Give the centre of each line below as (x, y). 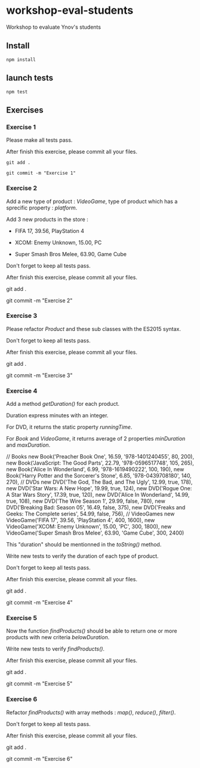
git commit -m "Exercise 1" (41, 173)
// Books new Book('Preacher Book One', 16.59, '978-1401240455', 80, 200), (100, 457)
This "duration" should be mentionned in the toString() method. (84, 545)
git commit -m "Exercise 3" (39, 375)
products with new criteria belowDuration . (58, 638)
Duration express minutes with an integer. (57, 415)
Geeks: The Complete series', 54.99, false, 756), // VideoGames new (90, 514)
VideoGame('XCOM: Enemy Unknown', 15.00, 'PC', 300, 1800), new (89, 527)
